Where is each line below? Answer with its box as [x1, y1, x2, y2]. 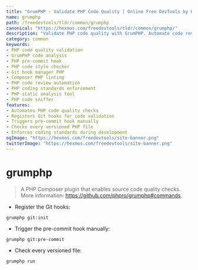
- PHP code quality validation [6, 47, 83, 53]
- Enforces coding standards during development [6, 129, 128, 136]
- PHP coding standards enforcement [6, 86, 96, 92]
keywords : [6, 42, 31, 48]
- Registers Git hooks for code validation [6, 113, 115, 119]
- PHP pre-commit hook [6, 58, 62, 64]
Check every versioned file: [14, 246, 82, 254]
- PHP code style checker [6, 63, 70, 70]
